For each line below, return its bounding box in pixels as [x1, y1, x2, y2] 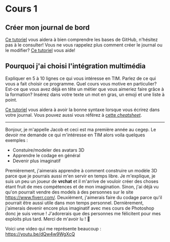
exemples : [5, 137, 28, 143]
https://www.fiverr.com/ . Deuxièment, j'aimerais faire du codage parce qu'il [5, 194, 162, 200]
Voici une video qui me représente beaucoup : [5, 225, 102, 231]
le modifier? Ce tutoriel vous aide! [5, 47, 76, 53]
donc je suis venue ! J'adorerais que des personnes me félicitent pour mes [5, 210, 161, 216]
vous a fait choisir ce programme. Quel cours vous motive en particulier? [5, 80, 157, 86]
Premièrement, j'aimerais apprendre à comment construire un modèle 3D [5, 167, 158, 173]
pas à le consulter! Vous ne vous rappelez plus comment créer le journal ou [5, 42, 163, 48]
